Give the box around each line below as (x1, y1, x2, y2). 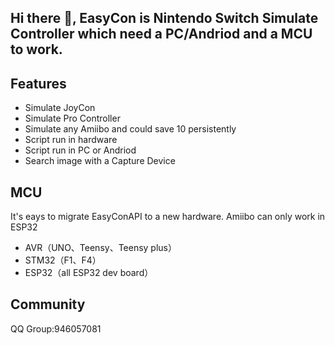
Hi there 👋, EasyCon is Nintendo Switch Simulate (10, 10, 319, 27)
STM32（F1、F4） (24, 254, 102, 266)
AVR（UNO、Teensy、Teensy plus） (24, 242, 178, 254)
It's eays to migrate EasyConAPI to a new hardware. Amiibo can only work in (10, 211, 326, 223)
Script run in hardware (24, 134, 118, 146)
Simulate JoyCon (24, 102, 96, 114)
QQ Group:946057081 (10, 322, 102, 335)
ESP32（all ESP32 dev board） (24, 267, 154, 279)
